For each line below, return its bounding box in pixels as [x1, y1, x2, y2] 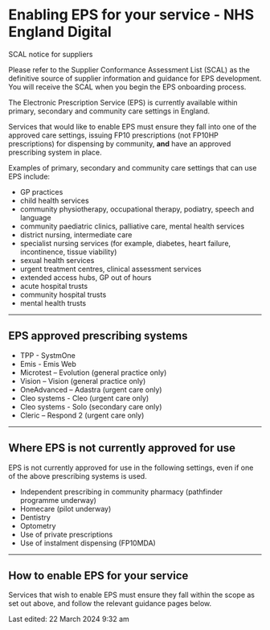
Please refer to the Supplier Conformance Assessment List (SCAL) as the [8, 64, 251, 74]
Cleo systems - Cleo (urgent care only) [19, 393, 149, 403]
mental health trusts [19, 298, 87, 307]
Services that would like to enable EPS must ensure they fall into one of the [8, 121, 257, 131]
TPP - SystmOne [19, 350, 76, 360]
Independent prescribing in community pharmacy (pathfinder [19, 487, 223, 496]
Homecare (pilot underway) [19, 504, 112, 513]
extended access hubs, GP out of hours [19, 272, 152, 282]
